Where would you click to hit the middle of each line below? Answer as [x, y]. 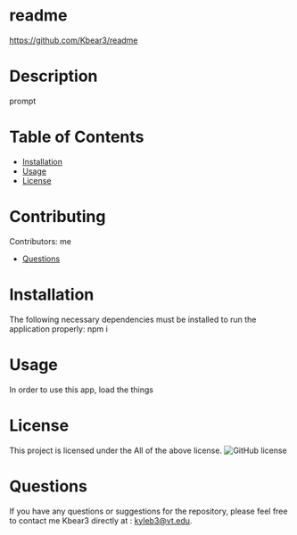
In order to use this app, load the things [82, 390]
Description [54, 76]
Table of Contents [77, 137]
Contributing [58, 217]
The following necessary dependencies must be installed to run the [133, 319]
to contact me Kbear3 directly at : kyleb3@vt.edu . [101, 520]
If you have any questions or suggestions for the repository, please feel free [148, 511]
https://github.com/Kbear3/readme [74, 40]
